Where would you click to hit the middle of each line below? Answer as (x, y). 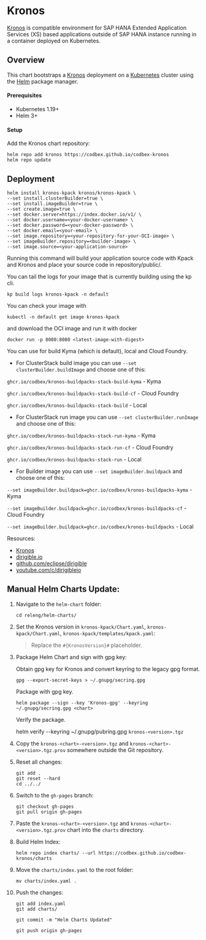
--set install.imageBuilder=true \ (52, 203)
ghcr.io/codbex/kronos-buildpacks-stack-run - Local (74, 459)
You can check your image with (47, 305)
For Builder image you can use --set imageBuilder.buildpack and (99, 471)
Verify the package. (41, 719)
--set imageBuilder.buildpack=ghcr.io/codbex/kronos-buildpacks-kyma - (100, 490)
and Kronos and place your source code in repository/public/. (84, 264)
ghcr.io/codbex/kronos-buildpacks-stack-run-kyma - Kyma (81, 435)
